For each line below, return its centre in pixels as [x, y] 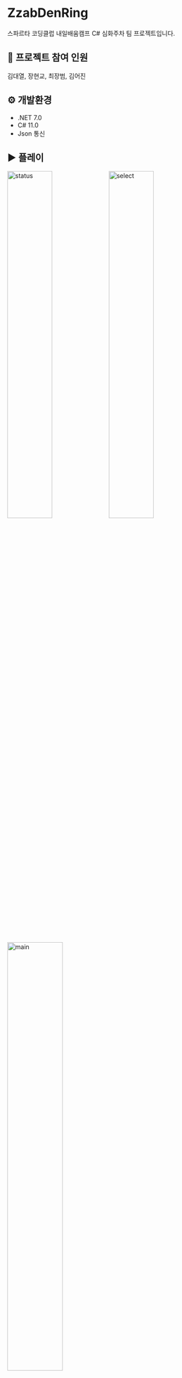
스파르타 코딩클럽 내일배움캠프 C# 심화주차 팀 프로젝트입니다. [91, 33]
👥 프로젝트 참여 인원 [48, 58]
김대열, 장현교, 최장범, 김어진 [47, 76]
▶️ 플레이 [26, 157]
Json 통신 [31, 133]
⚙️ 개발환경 [30, 100]
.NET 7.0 [30, 117]
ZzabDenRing [48, 13]
